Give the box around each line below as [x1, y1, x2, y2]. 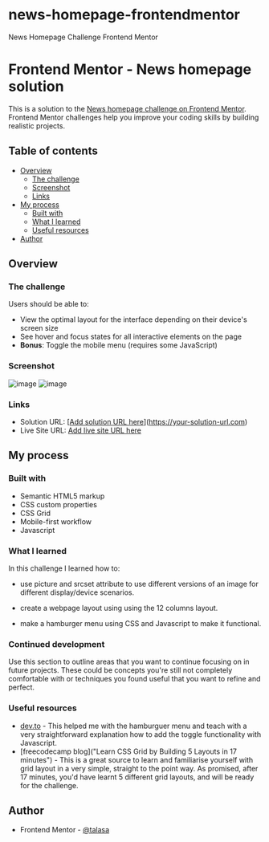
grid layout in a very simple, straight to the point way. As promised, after [19, 763, 259, 773]
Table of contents [8, 144, 98, 158]
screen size [19, 323, 59, 333]
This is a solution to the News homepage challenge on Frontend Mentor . [8, 104, 247, 113]
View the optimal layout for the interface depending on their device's [19, 315, 247, 324]
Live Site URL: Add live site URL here [19, 425, 142, 435]
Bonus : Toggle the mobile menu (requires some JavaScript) [19, 340, 218, 350]
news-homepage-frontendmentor [8, 6, 241, 24]
